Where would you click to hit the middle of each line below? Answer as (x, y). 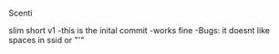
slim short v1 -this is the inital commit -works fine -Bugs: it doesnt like (139, 30)
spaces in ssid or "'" (46, 40)
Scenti (21, 13)
